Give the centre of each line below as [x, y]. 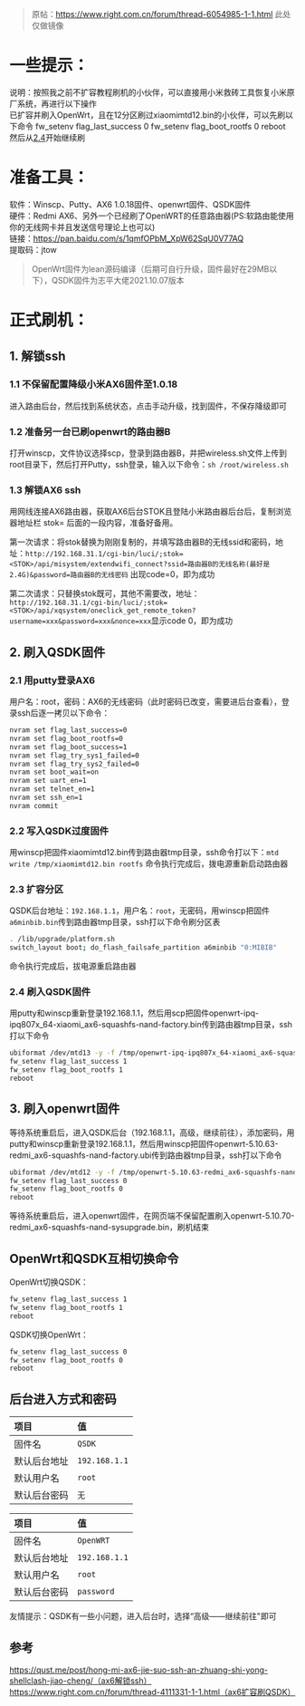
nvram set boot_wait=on [54, 772]
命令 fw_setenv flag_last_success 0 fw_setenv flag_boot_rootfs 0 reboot [152, 126]
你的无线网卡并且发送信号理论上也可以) [82, 227]
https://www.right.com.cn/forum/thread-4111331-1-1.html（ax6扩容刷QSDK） [152, 1692]
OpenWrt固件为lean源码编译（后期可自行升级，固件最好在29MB [150, 269]
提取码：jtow [33, 249]
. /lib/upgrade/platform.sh [62, 940]
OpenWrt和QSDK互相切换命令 [94, 1258]
